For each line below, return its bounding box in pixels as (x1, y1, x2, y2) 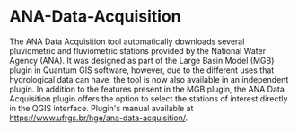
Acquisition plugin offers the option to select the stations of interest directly (9, 92, 288, 104)
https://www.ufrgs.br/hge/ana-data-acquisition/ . (9, 112, 188, 123)
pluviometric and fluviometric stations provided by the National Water (9, 45, 267, 56)
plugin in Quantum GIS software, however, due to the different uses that (9, 65, 275, 75)
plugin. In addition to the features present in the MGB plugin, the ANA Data (9, 84, 285, 94)
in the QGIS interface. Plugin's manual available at (9, 102, 194, 113)
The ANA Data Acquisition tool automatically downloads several (9, 36, 245, 47)
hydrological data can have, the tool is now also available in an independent (9, 74, 289, 84)
